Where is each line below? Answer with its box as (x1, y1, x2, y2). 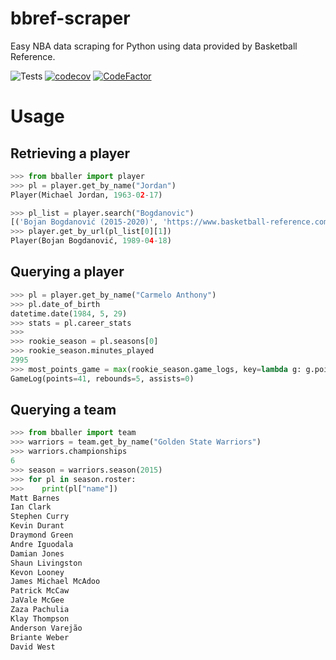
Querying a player (10, 263, 125, 281)
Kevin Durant (10, 521, 65, 531)
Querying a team (10, 402, 117, 419)
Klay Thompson (10, 613, 70, 624)
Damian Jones (10, 548, 65, 559)
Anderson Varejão (10, 623, 83, 633)
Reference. (10, 50, 56, 62)
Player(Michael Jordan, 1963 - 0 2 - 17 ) (10, 190, 163, 200)
